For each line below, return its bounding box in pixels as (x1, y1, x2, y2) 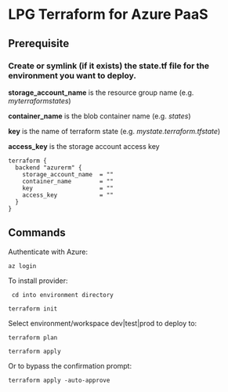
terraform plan (8, 333, 58, 342)
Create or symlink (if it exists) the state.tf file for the (8, 60, 210, 71)
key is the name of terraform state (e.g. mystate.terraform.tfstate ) (8, 126, 221, 136)
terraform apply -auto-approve (8, 376, 110, 384)
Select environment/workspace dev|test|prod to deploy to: (8, 318, 197, 328)
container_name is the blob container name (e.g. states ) (8, 111, 191, 121)
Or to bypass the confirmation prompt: (8, 361, 132, 370)
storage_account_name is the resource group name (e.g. (8, 88, 194, 97)
